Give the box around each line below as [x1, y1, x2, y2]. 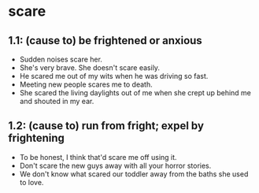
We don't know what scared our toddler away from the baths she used [19, 169, 249, 179]
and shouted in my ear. [19, 97, 94, 106]
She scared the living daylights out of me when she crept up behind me [19, 88, 252, 97]
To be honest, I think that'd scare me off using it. [19, 152, 177, 161]
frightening [8, 132, 65, 145]
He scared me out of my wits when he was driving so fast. [19, 72, 209, 80]
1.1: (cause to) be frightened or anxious [8, 34, 202, 47]
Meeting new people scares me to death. [19, 80, 153, 89]
